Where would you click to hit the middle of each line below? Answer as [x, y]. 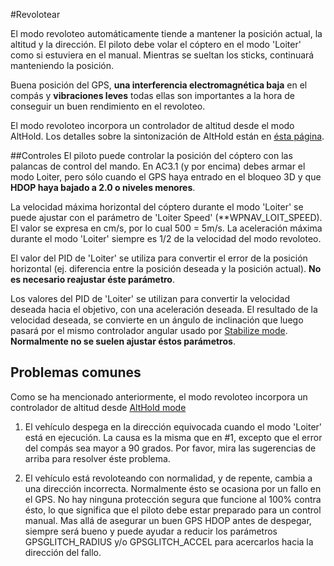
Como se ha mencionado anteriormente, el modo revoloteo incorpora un [159, 396]
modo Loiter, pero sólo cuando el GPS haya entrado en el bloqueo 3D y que [166, 177]
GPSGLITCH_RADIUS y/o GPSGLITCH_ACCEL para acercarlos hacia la [169, 541]
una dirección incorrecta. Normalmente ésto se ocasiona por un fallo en [173, 488]
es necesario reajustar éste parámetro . [92, 279]
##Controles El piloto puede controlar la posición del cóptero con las [151, 155]
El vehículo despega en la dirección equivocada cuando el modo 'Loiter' [173, 426]
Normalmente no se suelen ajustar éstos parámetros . [123, 341]
